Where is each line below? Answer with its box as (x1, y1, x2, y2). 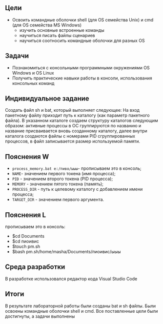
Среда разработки (5, 263, 65, 271)
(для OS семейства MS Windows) (12, 22, 82, 28)
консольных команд (12, 80, 55, 86)
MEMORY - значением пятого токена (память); (12, 181, 103, 187)
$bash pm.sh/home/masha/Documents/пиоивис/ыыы (12, 249, 121, 255)
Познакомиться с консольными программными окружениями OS (12, 64, 150, 70)
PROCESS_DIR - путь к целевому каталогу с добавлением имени (12, 186, 143, 192)
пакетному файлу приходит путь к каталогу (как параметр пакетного (5, 112, 150, 119)
